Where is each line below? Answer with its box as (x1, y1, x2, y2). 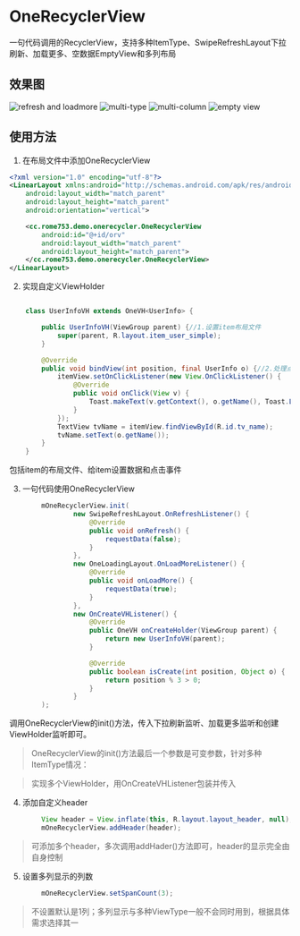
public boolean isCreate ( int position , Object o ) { (88, 667, 286, 676)
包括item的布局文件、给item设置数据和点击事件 (9, 464, 182, 475)
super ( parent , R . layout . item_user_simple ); (56, 331, 221, 340)
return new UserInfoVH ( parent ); (104, 634, 226, 643)
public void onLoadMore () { (88, 576, 194, 585)
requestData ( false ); (104, 534, 181, 543)
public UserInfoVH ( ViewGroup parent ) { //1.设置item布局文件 (41, 323, 262, 332)
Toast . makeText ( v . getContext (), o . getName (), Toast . (88, 397, 290, 406)
